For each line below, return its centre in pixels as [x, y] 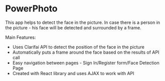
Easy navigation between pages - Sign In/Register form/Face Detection [86, 63]
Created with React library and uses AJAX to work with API [73, 73]
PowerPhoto [31, 9]
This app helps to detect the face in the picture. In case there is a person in [83, 22]
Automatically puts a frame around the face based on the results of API [86, 52]
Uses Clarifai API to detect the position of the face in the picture [78, 47]
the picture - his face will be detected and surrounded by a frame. [73, 27]
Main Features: [21, 37]
